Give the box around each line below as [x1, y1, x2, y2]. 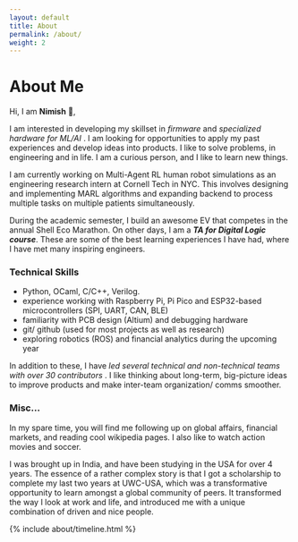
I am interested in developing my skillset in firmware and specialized [9, 123, 261, 134]
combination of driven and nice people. [9, 506, 154, 517]
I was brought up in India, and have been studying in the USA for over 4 [9, 458, 273, 470]
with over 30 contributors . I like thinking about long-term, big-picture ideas [9, 370, 288, 381]
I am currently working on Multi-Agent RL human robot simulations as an [9, 169, 277, 180]
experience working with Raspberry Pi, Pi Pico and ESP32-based [21, 296, 262, 307]
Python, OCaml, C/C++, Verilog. [21, 286, 140, 297]
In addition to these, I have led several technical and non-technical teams [9, 360, 280, 371]
